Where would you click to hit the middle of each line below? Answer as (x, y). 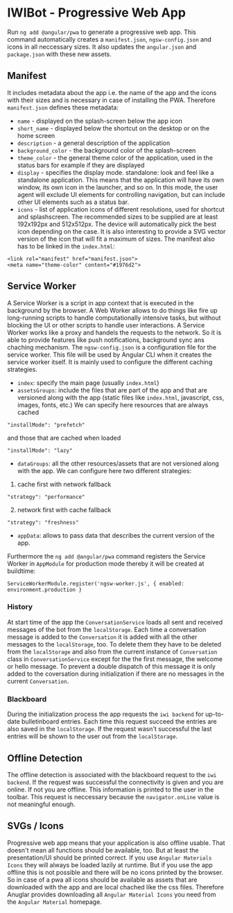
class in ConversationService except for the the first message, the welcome (115, 659)
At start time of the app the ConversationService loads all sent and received (115, 622)
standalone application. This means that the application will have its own (120, 180)
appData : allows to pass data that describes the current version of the (116, 535)
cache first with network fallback (64, 484)
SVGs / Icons (36, 826)
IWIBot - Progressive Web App (96, 13)
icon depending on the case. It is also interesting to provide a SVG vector (121, 231)
